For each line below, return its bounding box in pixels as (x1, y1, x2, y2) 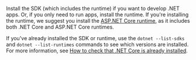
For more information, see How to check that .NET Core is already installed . (6, 47, 188, 54)
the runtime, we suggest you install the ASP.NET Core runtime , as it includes (6, 17, 190, 24)
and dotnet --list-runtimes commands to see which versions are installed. (6, 41, 189, 48)
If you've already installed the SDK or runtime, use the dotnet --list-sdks (6, 35, 185, 41)
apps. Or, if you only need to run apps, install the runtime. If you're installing (6, 11, 189, 18)
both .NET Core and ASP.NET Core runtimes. (6, 23, 114, 30)
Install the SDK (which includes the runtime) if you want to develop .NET (6, 5, 180, 12)
